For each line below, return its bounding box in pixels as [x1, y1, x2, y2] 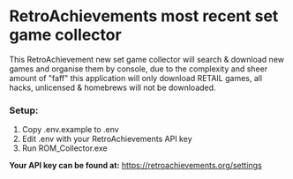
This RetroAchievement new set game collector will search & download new [9, 54, 285, 64]
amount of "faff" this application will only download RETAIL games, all [9, 72, 263, 83]
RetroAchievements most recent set [9, 6, 279, 26]
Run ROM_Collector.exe [21, 143, 108, 153]
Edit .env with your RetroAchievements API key [21, 134, 192, 145]
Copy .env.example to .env [21, 124, 119, 135]
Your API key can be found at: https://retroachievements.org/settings [9, 160, 262, 171]
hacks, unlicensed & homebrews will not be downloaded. [9, 82, 216, 93]
